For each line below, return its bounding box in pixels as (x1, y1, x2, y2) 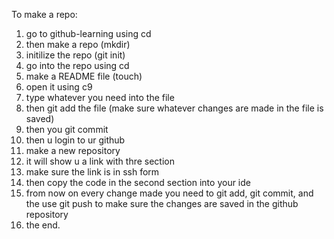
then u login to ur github (25, 134, 126, 146)
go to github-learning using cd (25, 28, 152, 39)
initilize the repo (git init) (25, 49, 126, 61)
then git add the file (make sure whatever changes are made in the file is (25, 102, 324, 114)
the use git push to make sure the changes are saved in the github (25, 198, 299, 209)
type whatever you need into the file (25, 92, 175, 103)
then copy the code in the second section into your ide (25, 177, 251, 188)
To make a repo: (11, 9, 78, 20)
